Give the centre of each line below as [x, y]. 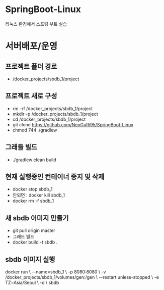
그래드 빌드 [23, 236]
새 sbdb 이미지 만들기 [37, 218]
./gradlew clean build [34, 160]
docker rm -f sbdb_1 [33, 201]
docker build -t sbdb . [35, 242]
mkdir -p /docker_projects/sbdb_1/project [55, 114]
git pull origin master [34, 230]
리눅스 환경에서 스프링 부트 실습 [36, 24]
